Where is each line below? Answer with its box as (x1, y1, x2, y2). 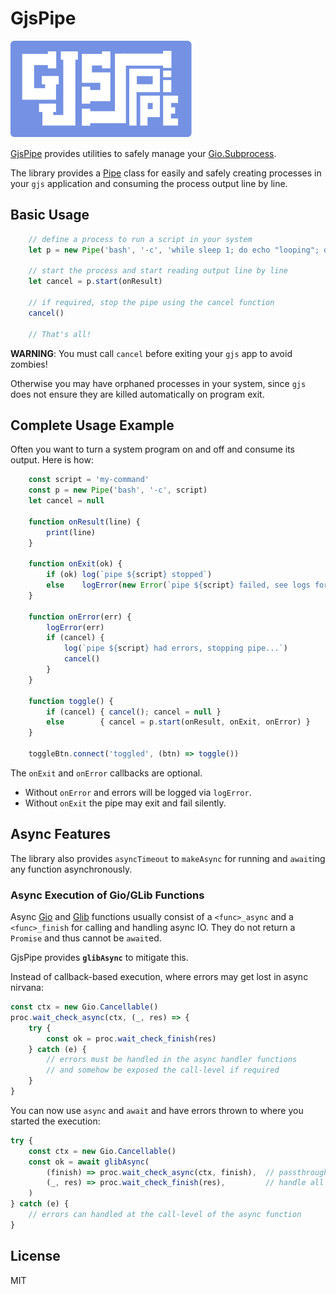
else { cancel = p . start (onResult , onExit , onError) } (46, 717, 311, 727)
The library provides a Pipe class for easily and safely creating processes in (10, 167, 322, 179)
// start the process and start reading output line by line (28, 266, 288, 276)
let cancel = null (28, 496, 105, 506)
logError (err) (46, 622, 105, 632)
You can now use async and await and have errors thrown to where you (10, 1104, 304, 1116)
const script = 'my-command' (28, 475, 150, 485)
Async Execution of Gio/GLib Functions (10, 888, 205, 902)
